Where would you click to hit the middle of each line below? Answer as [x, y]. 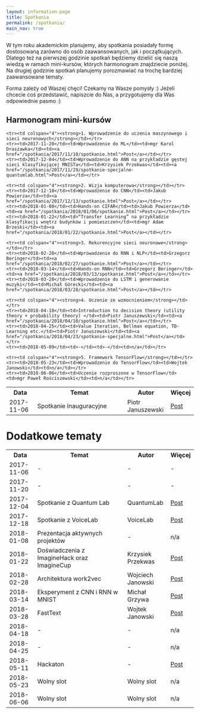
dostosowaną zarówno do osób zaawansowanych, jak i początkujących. [95, 52]
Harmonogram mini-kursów [59, 120]
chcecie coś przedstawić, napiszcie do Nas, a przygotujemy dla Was [90, 95]
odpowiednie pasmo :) [34, 101]
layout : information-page [38, 12]
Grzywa [138, 599]
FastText [49, 613]
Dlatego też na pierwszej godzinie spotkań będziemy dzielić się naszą [92, 58]
